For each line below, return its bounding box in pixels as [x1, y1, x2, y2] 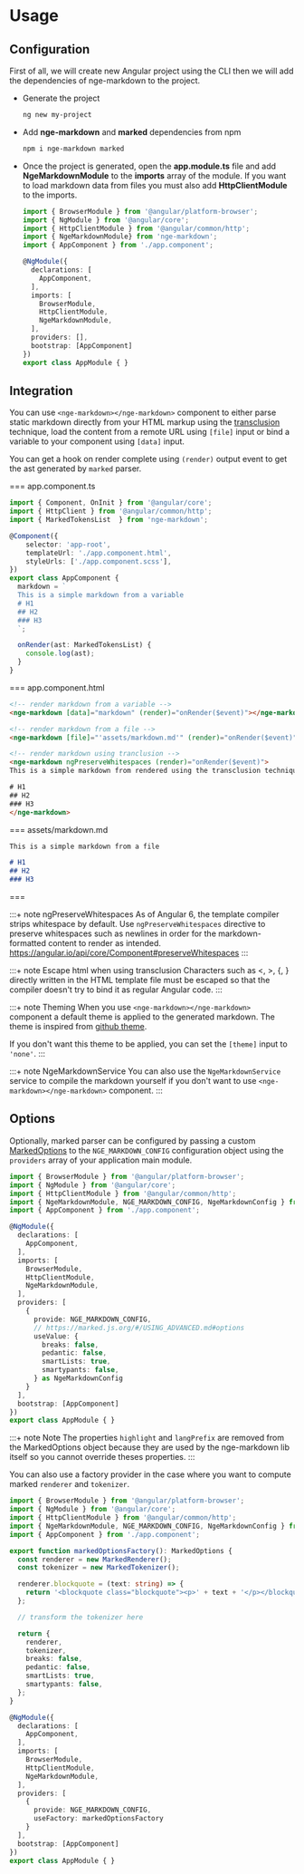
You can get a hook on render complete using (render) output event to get [9, 454, 288, 465]
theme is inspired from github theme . [9, 1021, 147, 1032]
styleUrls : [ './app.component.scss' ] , [25, 556, 172, 566]
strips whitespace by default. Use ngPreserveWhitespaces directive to [9, 919, 266, 930]
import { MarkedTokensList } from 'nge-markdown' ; [9, 516, 208, 525]
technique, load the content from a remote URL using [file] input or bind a [9, 427, 290, 438]
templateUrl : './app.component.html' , [25, 548, 172, 557]
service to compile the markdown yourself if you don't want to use [9, 1076, 257, 1087]
